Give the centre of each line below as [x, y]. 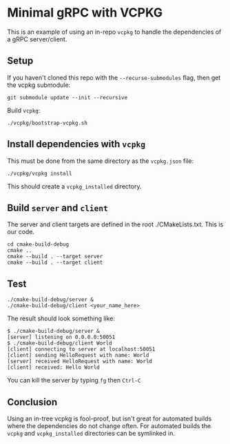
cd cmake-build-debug [38, 244]
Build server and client [57, 207]
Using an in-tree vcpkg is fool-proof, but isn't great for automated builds [109, 418]
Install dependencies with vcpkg [76, 144]
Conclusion [32, 402]
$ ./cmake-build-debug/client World [60, 343]
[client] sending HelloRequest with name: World [78, 356]
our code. [21, 232]
